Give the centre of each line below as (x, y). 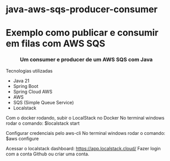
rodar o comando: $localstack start (43, 123)
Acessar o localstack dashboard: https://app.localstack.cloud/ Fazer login (83, 148)
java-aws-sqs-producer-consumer (82, 9)
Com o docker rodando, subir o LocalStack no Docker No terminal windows (85, 118)
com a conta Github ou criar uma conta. (48, 154)
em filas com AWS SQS (55, 44)
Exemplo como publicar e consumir (82, 33)
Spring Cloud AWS (33, 91)
